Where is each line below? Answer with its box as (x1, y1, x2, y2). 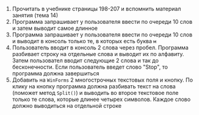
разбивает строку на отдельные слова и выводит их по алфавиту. (12, 51, 184, 57)
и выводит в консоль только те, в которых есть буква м (12, 38, 157, 44)
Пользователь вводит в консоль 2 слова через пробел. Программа (12, 44, 189, 51)
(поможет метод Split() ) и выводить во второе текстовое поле (12, 89, 179, 96)
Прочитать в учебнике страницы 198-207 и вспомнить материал (12, 5, 181, 12)
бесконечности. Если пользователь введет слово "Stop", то (12, 63, 168, 71)
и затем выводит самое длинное (12, 24, 98, 32)
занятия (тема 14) (12, 12, 59, 19)
